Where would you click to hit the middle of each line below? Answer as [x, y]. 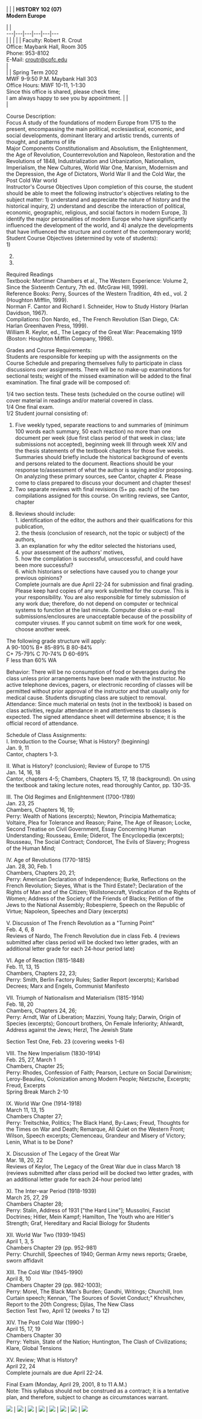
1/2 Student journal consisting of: [47, 413]
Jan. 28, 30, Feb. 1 [29, 866]
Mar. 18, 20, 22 [25, 1160]
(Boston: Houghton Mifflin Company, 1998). [60, 339]
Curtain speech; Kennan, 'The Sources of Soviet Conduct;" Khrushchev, [96, 1298]
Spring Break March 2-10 [37, 1092]
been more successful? [44, 565]
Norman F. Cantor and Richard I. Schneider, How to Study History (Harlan [97, 306]
